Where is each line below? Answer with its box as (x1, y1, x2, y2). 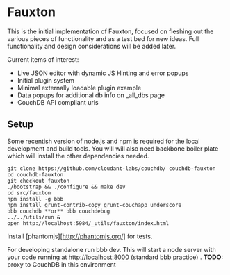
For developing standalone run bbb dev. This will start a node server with (7, 245, 217, 253)
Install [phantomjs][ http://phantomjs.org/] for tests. (7, 232, 153, 240)
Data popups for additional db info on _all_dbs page (17, 91, 165, 99)
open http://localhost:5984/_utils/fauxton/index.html (7, 219, 170, 226)
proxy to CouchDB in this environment (7, 260, 116, 268)
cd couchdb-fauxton (7, 171, 64, 178)
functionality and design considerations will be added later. (7, 42, 176, 50)
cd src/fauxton (7, 189, 51, 197)
